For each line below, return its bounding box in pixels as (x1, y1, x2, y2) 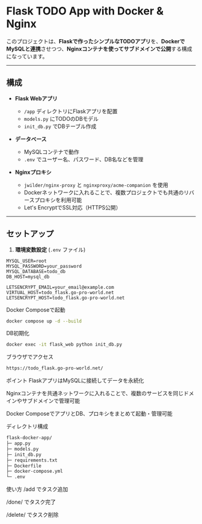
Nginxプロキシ (14, 168, 52, 176)
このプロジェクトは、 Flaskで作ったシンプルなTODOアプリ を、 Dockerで (6, 37, 185, 45)
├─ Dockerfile (6, 463, 42, 469)
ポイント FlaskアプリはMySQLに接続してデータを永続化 (6, 377, 144, 384)
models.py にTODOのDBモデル (23, 115, 99, 122)
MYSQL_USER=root (6, 257, 47, 264)
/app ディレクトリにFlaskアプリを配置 (23, 107, 118, 115)
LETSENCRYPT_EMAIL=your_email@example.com (6, 284, 114, 290)
